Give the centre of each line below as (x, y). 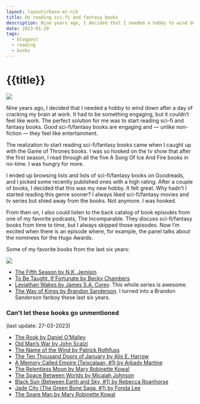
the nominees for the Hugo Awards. (50, 238)
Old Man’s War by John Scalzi (51, 343)
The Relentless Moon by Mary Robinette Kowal (72, 369)
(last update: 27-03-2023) (38, 325)
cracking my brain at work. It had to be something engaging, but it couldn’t (98, 114)
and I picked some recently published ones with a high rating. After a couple (100, 181)
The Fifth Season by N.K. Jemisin (56, 272)
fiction (14, 133)
